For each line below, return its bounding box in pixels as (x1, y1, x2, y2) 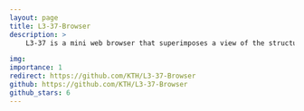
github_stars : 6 (9, 88, 71, 97)
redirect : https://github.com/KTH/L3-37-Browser (9, 71, 196, 81)
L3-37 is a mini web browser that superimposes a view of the (25, 38, 265, 48)
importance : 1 (9, 63, 63, 72)
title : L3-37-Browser (9, 22, 91, 31)
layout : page (9, 13, 59, 23)
